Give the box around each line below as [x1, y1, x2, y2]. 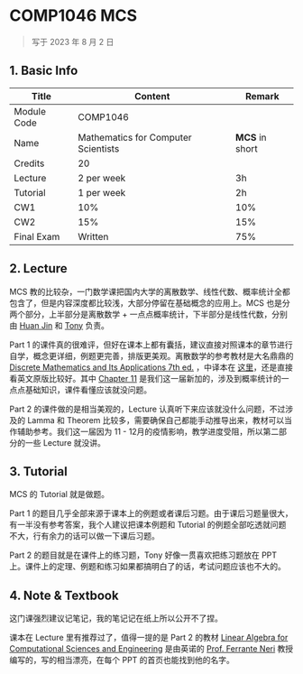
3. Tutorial [9, 464, 68, 479]
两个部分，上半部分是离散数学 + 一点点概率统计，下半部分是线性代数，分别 [9, 309, 289, 319]
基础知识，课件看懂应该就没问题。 [24, 384, 151, 395]
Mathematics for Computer [78, 131, 192, 143]
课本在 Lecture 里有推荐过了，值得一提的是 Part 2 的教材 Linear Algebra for [9, 632, 289, 643]
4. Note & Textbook [9, 587, 119, 603]
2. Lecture [9, 261, 68, 276]
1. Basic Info [9, 63, 78, 78]
